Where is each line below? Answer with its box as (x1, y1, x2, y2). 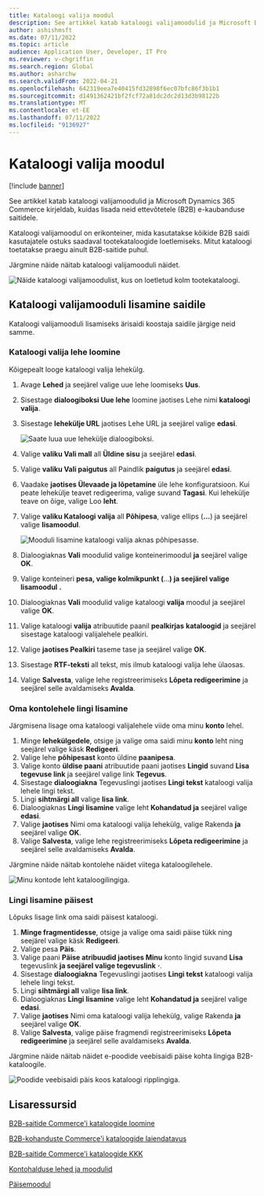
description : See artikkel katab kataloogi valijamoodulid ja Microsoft (9, 19, 251, 27)
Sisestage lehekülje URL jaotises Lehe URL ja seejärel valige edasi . (20, 418, 237, 428)
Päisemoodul (9, 1179, 52, 1189)
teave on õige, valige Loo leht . (20, 496, 118, 505)
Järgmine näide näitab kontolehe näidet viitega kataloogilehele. (9, 860, 213, 869)
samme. (9, 327, 34, 336)
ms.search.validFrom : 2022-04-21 (9, 77, 118, 85)
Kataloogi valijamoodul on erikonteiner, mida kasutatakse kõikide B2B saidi (9, 228, 250, 237)
